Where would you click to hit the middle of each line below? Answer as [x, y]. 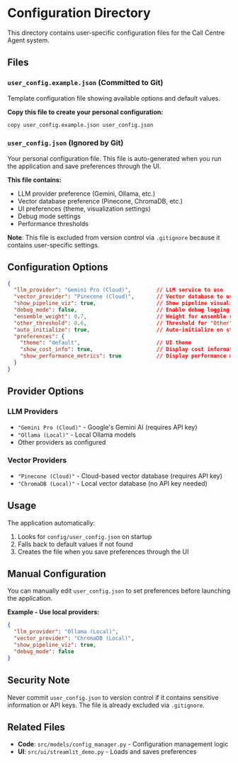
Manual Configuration [57, 574]
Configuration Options [58, 267]
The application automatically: [51, 523]
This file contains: [34, 179]
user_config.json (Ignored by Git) [66, 143]
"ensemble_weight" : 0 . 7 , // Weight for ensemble [120, 316]
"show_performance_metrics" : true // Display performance [123, 356]
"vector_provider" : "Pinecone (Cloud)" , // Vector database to [118, 297]
